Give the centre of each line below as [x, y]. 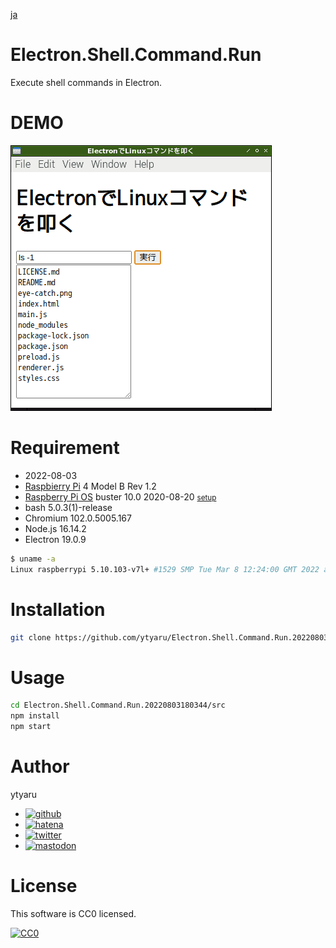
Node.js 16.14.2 [55, 528]
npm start [31, 727]
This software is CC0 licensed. [73, 913]
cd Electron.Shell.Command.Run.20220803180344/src [118, 705]
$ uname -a [33, 559]
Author [40, 766]
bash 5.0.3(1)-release [68, 507]
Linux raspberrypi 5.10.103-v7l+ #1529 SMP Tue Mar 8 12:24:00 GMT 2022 [165, 569]
